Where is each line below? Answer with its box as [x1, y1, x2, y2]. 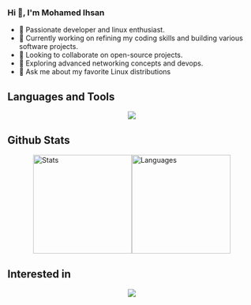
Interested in [7, 268, 72, 281]
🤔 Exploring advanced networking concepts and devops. [18, 58, 204, 68]
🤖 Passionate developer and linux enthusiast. [18, 25, 165, 35]
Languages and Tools [7, 90, 115, 104]
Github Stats [7, 134, 70, 147]
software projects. [18, 42, 78, 51]
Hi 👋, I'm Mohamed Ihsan [7, 7, 105, 18]
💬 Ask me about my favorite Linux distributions [18, 67, 171, 77]
